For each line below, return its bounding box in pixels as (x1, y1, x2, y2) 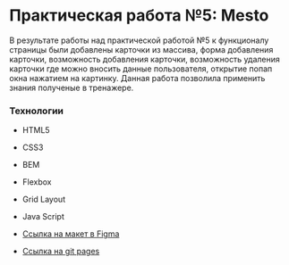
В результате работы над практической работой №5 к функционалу (9, 35, 269, 46)
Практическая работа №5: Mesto (9, 5, 269, 26)
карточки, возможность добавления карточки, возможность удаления (9, 54, 280, 64)
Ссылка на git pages (21, 246, 100, 257)
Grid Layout (21, 194, 65, 205)
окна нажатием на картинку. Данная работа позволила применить (9, 72, 266, 83)
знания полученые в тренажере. (9, 82, 134, 93)
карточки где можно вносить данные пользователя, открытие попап (9, 63, 273, 74)
